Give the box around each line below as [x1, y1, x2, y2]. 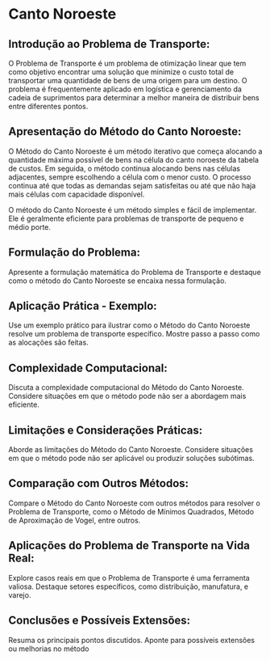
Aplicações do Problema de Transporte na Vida [8, 539, 250, 552]
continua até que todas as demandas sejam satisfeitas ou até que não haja [8, 180, 256, 190]
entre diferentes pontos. [8, 102, 89, 111]
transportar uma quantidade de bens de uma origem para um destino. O [8, 76, 247, 85]
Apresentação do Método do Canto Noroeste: [8, 125, 242, 138]
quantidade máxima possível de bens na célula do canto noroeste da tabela [8, 154, 260, 164]
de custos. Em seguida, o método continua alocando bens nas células [8, 163, 240, 173]
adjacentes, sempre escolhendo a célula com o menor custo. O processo [8, 171, 251, 182]
